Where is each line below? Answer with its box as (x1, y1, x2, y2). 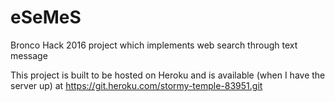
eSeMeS (10, 6, 82, 29)
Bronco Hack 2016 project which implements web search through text (10, 39, 298, 51)
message (10, 49, 48, 61)
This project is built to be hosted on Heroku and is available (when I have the (10, 69, 326, 81)
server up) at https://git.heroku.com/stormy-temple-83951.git (10, 79, 263, 91)
